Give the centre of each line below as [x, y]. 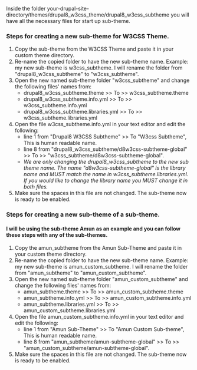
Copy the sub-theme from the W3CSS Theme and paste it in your [94, 49]
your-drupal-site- [68, 9]
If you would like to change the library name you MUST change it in [106, 181]
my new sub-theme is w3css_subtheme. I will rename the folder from [98, 68]
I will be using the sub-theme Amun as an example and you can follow [93, 229]
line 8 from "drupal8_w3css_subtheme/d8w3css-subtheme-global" [105, 149]
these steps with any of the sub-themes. [57, 234]
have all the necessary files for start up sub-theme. [68, 21]
